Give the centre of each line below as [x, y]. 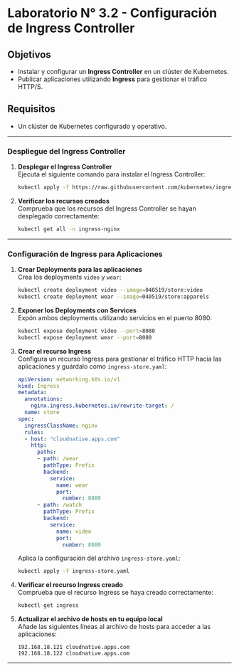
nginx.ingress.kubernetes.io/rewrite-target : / [102, 406]
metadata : [32, 393]
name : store [42, 413]
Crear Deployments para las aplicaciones [80, 270]
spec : [26, 419]
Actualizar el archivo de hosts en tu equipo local [90, 619]
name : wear [72, 485]
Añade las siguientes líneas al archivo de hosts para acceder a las [114, 627]
